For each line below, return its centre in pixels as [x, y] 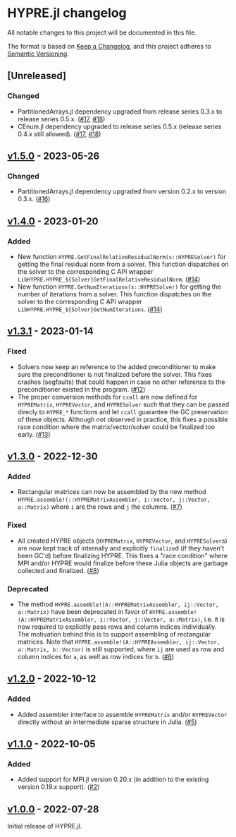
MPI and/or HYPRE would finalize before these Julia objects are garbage [123, 563]
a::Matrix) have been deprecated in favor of [82, 611]
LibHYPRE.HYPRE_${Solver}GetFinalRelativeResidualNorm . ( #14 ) [109, 279]
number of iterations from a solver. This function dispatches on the [114, 294]
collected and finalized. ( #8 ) [58, 570]
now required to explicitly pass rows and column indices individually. [117, 627]
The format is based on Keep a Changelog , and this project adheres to [109, 46]
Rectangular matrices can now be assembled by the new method [112, 492]
